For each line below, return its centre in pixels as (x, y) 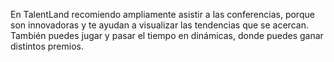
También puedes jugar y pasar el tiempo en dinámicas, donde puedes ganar (167, 35)
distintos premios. (47, 46)
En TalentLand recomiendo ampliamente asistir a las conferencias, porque (162, 14)
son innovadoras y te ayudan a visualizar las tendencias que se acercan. (159, 25)
